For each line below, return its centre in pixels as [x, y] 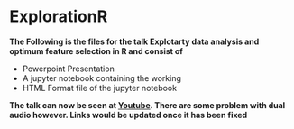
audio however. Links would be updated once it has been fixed [129, 115]
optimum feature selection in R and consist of [96, 51]
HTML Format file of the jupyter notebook [100, 88]
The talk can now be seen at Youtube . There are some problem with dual [147, 105]
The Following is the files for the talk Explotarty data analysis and [134, 41]
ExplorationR [59, 17]
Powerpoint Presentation [68, 69]
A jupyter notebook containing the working [102, 78]
